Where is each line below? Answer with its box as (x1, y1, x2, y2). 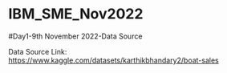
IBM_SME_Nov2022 (8, 5, 144, 23)
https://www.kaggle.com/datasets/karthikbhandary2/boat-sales (8, 55, 219, 65)
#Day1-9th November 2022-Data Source (8, 31, 143, 41)
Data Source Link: (8, 47, 67, 56)
